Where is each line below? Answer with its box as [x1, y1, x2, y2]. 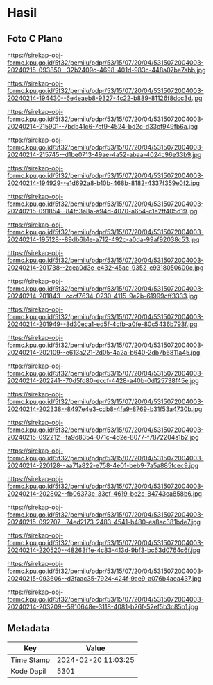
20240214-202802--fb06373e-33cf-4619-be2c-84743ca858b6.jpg [7, 490, 203, 498]
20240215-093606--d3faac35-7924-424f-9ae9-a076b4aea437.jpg [7, 574, 202, 582]
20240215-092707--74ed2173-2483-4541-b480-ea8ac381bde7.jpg [7, 518, 201, 526]
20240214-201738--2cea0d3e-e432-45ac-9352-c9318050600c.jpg [7, 264, 204, 272]
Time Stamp [10, 655, 51, 665]
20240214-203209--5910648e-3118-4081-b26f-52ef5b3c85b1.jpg [7, 603, 198, 611]
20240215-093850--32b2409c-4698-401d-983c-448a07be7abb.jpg [7, 66, 206, 74]
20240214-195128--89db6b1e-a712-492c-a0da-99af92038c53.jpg [7, 235, 200, 243]
